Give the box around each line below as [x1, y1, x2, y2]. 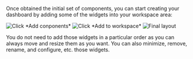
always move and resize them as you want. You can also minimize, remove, [6, 40, 187, 47]
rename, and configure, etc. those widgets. [6, 46, 110, 53]
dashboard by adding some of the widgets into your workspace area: [6, 11, 173, 18]
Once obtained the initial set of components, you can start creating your [6, 5, 180, 12]
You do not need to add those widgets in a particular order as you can [6, 34, 174, 40]
